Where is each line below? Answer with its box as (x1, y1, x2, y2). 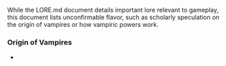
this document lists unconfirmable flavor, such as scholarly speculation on (7, 13, 220, 21)
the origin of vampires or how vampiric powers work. (7, 21, 159, 28)
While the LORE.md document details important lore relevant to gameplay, (7, 6, 219, 14)
